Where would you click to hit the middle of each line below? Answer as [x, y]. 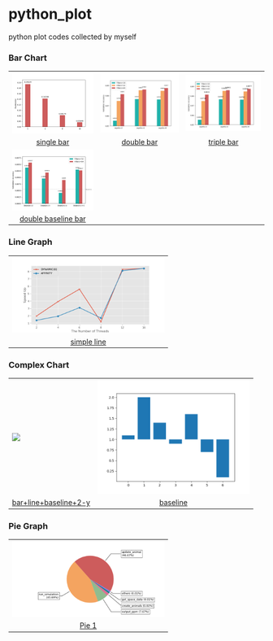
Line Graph [30, 242]
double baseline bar [53, 218]
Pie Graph [28, 525]
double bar [140, 142]
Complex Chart [39, 365]
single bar [53, 142]
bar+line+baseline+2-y [51, 503]
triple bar [223, 142]
